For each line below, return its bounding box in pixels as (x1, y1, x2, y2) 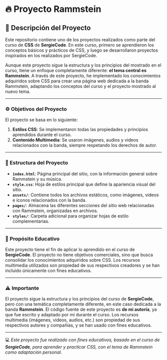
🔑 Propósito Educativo (5, 235, 60, 242)
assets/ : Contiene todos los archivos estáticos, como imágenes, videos (12, 192, 159, 198)
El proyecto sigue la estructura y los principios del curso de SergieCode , (5, 296, 154, 302)
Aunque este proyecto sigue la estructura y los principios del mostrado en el (5, 62, 162, 68)
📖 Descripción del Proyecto (5, 23, 91, 32)
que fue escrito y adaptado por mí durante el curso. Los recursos (5, 312, 139, 318)
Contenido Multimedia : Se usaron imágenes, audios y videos (12, 137, 139, 143)
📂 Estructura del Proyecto (5, 159, 68, 166)
